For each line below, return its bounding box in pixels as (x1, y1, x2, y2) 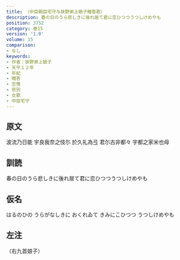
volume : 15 (6, 37, 33, 43)
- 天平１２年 (6, 64, 34, 71)
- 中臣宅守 (6, 98, 30, 104)
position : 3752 (6, 20, 44, 26)
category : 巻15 (6, 25, 43, 32)
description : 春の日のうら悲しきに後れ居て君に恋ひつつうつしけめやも (6, 14, 161, 20)
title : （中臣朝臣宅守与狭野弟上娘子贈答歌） (6, 8, 106, 15)
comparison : (6, 43, 36, 49)
